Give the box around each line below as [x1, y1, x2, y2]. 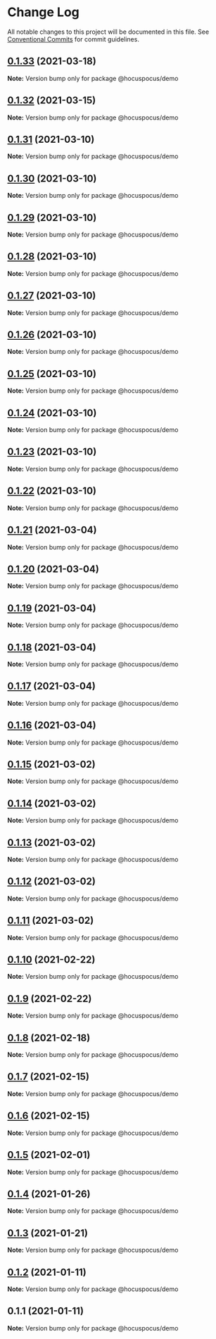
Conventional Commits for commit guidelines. [7, 34, 139, 43]
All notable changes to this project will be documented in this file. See [7, 27, 210, 36]
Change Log [7, 4, 80, 20]
